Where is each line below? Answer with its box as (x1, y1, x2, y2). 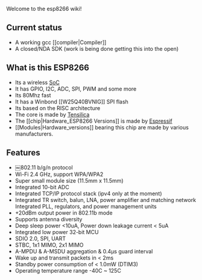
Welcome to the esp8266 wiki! (6, 5, 82, 12)
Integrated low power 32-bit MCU (14, 229, 99, 236)
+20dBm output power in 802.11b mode (14, 209, 113, 217)
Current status (6, 22, 62, 33)
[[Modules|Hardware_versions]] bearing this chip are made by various (14, 123, 189, 131)
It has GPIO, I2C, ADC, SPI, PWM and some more (14, 85, 137, 93)
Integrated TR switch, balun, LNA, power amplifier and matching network (14, 197, 197, 204)
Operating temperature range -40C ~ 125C (14, 267, 122, 275)
